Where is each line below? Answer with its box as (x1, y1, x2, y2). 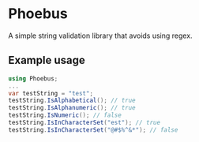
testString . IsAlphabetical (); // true (8, 96, 136, 105)
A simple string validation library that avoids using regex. (8, 31, 193, 40)
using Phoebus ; (8, 74, 58, 83)
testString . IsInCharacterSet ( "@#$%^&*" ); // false (8, 125, 178, 134)
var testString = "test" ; (8, 89, 93, 97)
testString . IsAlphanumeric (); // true (8, 104, 136, 112)
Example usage (8, 54, 85, 67)
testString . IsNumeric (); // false (8, 111, 122, 119)
